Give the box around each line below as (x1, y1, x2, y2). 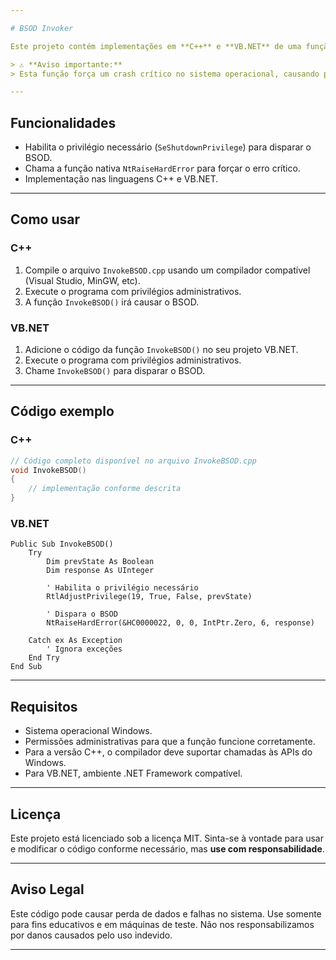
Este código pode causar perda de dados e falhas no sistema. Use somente (10, 907, 322, 920)
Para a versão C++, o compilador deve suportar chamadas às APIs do (24, 746, 313, 758)
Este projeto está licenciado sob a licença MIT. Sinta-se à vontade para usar (10, 832, 324, 845)
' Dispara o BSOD (46, 609, 118, 620)
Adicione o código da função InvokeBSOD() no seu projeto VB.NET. (24, 344, 299, 356)
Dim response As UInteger (46, 566, 155, 576)
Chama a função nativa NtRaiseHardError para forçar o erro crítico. (24, 162, 301, 175)
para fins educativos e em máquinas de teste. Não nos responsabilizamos (10, 918, 315, 930)
